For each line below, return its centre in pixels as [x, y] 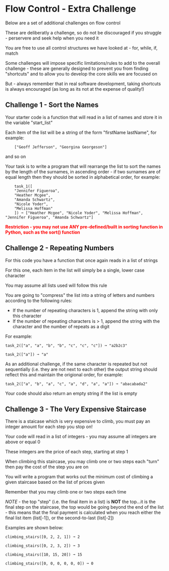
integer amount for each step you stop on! [49, 427]
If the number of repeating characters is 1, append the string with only [85, 310]
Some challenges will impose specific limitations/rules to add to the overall [83, 63]
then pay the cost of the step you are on [47, 467]
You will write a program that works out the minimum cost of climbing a [79, 477]
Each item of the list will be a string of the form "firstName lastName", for [81, 132]
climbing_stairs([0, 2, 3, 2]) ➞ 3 [43, 546]
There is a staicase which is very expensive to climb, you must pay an [78, 422]
